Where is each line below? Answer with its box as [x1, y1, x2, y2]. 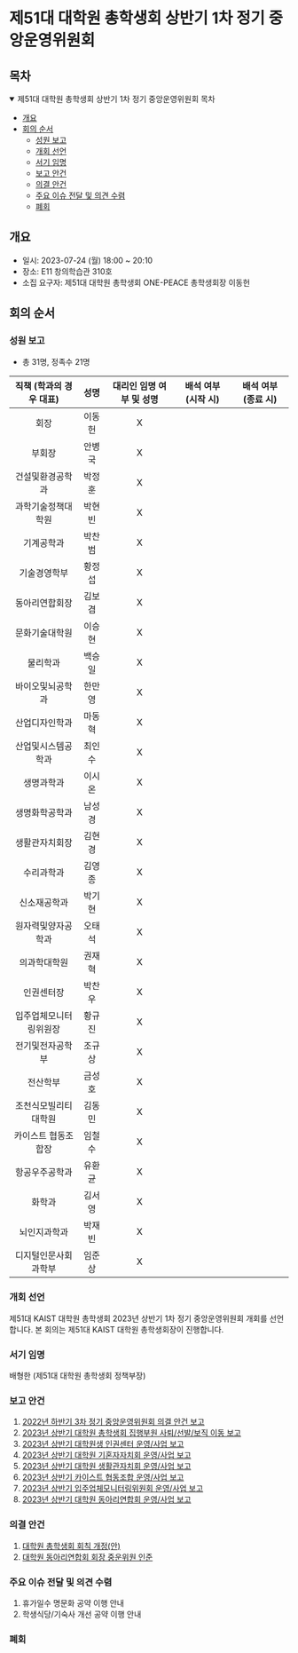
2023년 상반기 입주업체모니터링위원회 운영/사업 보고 [21, 1483, 204, 1494]
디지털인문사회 [14, 1249, 73, 1261]
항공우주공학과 [14, 1166, 73, 1178]
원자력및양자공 [14, 920, 73, 932]
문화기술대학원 [14, 627, 73, 639]
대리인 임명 [112, 379, 157, 391]
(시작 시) [185, 392, 220, 405]
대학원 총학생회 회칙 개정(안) [21, 1540, 122, 1551]
